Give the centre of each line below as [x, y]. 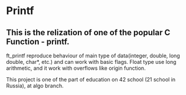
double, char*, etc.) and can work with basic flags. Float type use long [91, 62]
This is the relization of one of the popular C [88, 33]
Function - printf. [38, 41]
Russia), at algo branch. [35, 86]
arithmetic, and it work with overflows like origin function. [76, 68]
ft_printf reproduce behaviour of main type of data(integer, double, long [93, 56]
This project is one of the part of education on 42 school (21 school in [91, 79]
